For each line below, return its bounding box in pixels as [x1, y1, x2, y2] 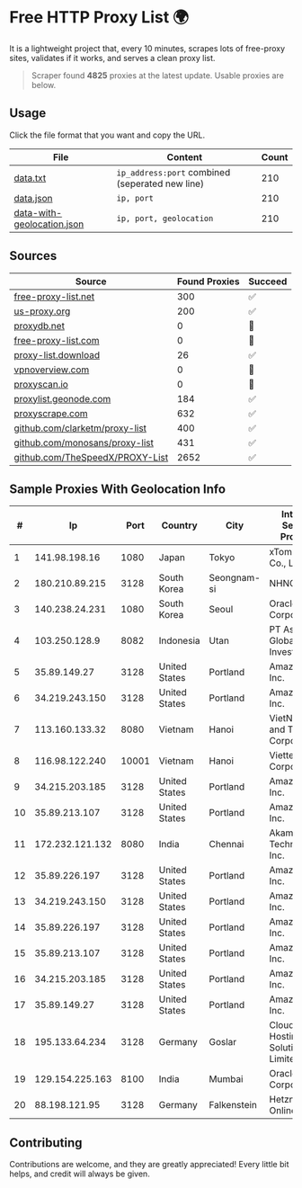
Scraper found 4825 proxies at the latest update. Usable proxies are [31, 69, 285, 81]
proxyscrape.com [13, 406, 88, 419]
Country [161, 519, 198, 531]
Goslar [209, 1036, 237, 1049]
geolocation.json [13, 218, 84, 230]
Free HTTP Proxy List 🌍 [9, 7, 190, 28]
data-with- [13, 206, 63, 219]
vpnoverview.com [13, 363, 90, 376]
